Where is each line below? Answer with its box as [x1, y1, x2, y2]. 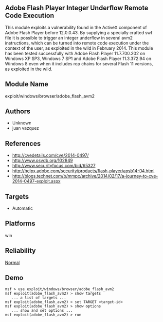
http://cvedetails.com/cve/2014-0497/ [12, 152, 89, 158]
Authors [5, 107, 31, 116]
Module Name [5, 80, 49, 88]
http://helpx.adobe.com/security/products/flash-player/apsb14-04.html [12, 168, 155, 174]
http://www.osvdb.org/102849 [12, 158, 73, 163]
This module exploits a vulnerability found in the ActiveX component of [5, 24, 147, 30]
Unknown [12, 120, 32, 126]
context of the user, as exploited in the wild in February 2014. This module [5, 45, 153, 51]
